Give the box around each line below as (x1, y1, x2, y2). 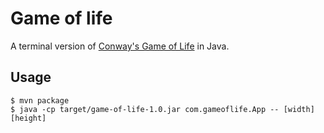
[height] (10, 113, 47, 123)
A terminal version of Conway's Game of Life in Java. (10, 40, 230, 52)
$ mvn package (10, 95, 70, 106)
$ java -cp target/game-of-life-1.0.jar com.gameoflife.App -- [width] (10, 104, 315, 114)
